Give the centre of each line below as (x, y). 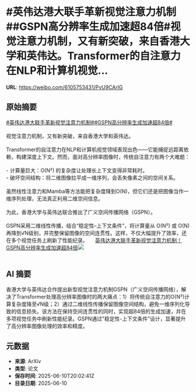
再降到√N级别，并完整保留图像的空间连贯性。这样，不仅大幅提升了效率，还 (97, 233)
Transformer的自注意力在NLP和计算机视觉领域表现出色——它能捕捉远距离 (95, 149)
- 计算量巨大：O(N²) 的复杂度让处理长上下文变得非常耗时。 (77, 170)
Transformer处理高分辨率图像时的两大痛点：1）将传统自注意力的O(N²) (100, 296)
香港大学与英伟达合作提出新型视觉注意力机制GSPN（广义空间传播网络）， (94, 289)
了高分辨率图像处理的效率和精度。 (47, 326)
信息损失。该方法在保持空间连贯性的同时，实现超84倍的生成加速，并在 (101, 311)
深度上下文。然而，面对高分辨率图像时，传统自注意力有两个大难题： (108, 156)
